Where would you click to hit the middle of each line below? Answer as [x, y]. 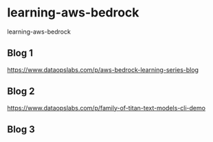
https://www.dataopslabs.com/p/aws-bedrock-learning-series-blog [103, 69]
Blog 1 [20, 53]
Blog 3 [21, 129]
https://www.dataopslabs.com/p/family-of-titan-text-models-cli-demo [106, 108]
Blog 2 [21, 92]
